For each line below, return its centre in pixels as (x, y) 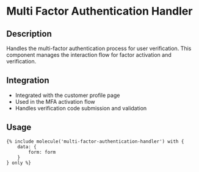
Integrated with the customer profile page (67, 95)
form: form (42, 152)
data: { (27, 147)
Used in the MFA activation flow (55, 101)
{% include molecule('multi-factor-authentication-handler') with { (95, 142)
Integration (28, 81)
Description (29, 34)
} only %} (19, 163)
